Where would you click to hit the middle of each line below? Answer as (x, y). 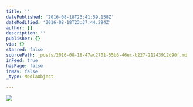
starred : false (25, 50)
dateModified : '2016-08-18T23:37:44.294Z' (59, 22)
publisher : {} (23, 39)
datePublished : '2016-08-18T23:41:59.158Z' (60, 17)
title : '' (18, 11)
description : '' (26, 33)
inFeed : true (22, 60)
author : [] (19, 28)
